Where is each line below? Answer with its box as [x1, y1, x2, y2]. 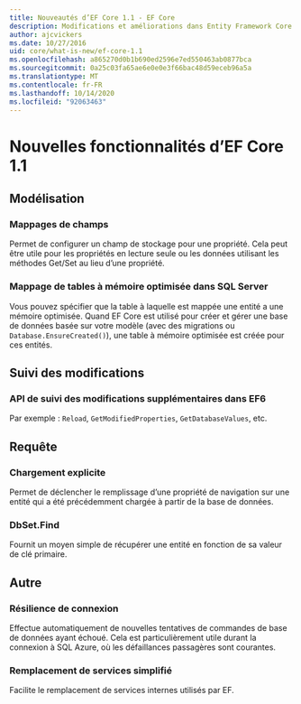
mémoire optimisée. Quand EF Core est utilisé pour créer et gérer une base [9, 310, 288, 321]
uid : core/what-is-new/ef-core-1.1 [9, 47, 143, 56]
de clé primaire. [9, 549, 68, 560]
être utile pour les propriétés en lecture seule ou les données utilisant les [9, 248, 279, 259]
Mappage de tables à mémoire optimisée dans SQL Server [9, 281, 269, 293]
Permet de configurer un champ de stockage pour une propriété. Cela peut [9, 238, 288, 249]
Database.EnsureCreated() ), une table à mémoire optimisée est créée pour [9, 329, 285, 340]
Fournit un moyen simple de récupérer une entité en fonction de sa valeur [9, 539, 282, 551]
